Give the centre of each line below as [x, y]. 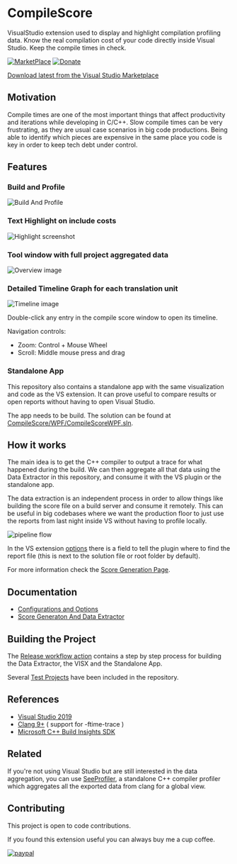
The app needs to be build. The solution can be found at [89, 415]
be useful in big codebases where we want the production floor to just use [116, 514]
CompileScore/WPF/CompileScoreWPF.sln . [70, 422]
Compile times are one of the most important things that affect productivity [116, 114]
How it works [37, 445]
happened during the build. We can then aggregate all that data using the [114, 470]
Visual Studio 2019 [45, 717]
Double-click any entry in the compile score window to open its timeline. [112, 318]
